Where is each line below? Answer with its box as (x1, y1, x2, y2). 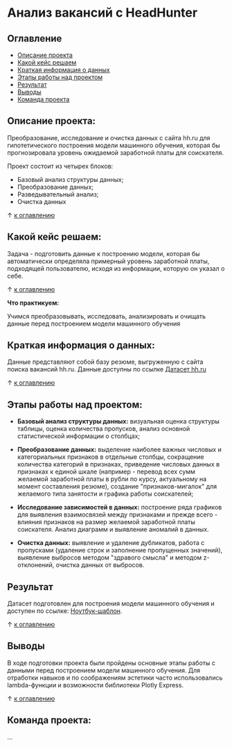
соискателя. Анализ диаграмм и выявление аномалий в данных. (17, 526, 209, 534)
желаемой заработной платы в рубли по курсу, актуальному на (17, 475, 207, 483)
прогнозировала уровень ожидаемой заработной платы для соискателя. (7, 148, 224, 157)
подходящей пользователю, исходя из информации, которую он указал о (7, 264, 225, 272)
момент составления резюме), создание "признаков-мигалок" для (17, 482, 217, 491)
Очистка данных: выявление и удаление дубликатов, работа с (17, 539, 205, 547)
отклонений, (17, 561, 55, 569)
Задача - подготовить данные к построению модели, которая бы (7, 249, 200, 258)
